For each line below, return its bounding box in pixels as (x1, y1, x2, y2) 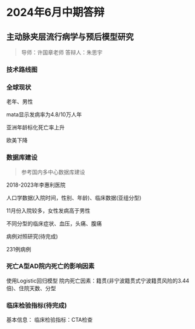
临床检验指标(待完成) (6, 301, 67, 310)
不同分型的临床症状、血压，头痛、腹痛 (6, 219, 102, 227)
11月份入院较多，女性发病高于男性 (6, 207, 91, 214)
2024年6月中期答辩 (6, 5, 105, 19)
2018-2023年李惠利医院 (6, 181, 66, 188)
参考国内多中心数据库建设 (21, 168, 85, 176)
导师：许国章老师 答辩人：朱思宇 (21, 49, 103, 56)
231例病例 (6, 245, 31, 253)
